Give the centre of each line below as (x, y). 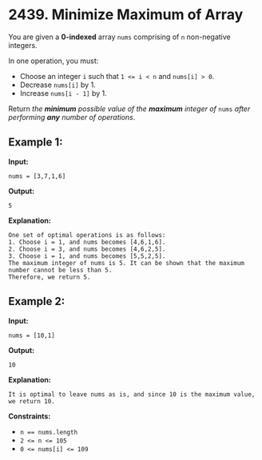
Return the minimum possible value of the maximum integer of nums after (129, 109)
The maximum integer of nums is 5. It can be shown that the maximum (127, 263)
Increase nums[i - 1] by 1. (64, 93)
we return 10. (32, 401)
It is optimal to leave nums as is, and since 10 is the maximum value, (132, 394)
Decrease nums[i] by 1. (58, 85)
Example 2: (37, 301)
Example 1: (36, 143)
